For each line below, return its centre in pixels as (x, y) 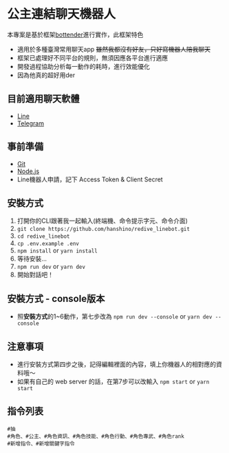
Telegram (31, 123)
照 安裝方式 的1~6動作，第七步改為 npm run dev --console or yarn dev (115, 316)
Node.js (28, 171)
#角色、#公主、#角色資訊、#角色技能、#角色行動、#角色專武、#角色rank (96, 436)
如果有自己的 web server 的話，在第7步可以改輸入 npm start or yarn (113, 381)
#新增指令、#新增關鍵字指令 (41, 443)
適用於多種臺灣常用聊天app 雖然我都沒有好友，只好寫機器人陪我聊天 (114, 49)
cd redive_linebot (43, 236)
